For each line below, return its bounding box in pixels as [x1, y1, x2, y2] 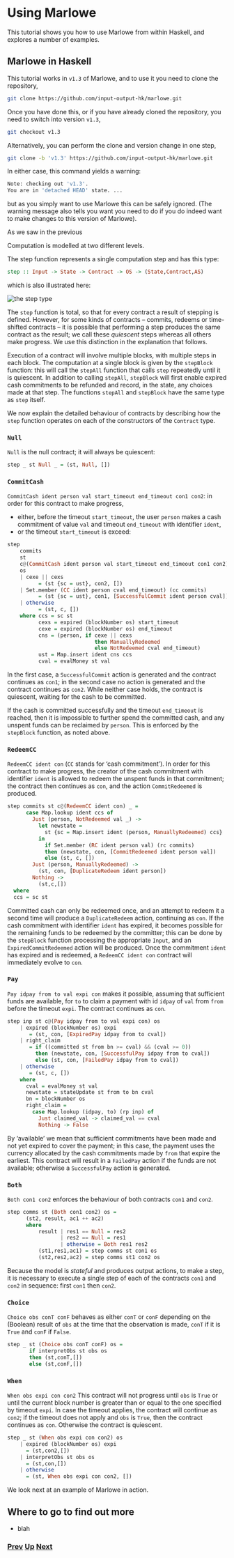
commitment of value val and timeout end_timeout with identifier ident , [17, 520, 221, 529]
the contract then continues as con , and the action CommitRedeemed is [7, 782, 203, 790]
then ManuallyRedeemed [94, 638, 160, 645]
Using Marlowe [7, 5, 97, 21]
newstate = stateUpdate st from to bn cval [25, 1089, 155, 1096]
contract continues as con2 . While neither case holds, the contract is [7, 685, 203, 694]
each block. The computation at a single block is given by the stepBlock [7, 359, 213, 367]
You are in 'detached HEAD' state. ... [7, 187, 123, 194]
